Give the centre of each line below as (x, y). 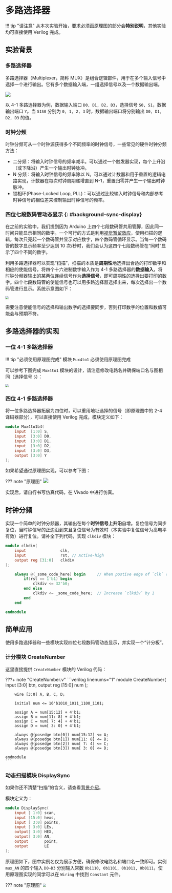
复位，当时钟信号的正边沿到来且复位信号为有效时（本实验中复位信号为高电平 (86, 530)
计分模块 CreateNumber (35, 657)
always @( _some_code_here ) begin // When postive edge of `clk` (89, 574)
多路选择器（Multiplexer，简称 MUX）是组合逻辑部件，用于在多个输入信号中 (86, 78)
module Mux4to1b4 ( (25, 427)
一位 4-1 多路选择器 (29, 347)
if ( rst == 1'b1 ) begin (48, 579)
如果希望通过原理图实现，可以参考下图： (48, 471)
